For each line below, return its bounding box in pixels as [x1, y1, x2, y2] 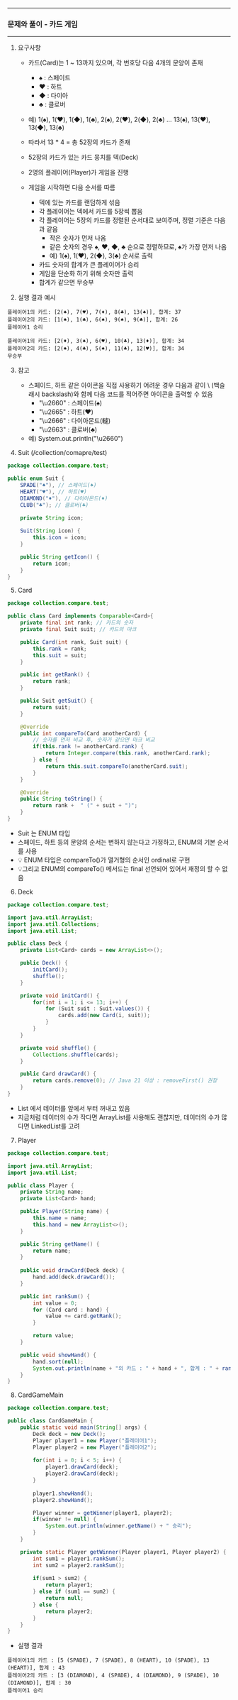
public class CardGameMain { [7, 1417, 93, 1425]
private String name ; [20, 1188, 84, 1196]
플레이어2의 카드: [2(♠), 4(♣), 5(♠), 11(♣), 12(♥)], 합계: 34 [7, 345, 185, 352]
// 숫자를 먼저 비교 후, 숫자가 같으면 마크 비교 [33, 736, 155, 744]
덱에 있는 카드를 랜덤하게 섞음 [38, 198, 120, 207]
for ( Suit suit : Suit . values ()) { [45, 1005, 151, 1012]
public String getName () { [20, 1240, 100, 1248]
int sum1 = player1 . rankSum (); [33, 1555, 125, 1562]
